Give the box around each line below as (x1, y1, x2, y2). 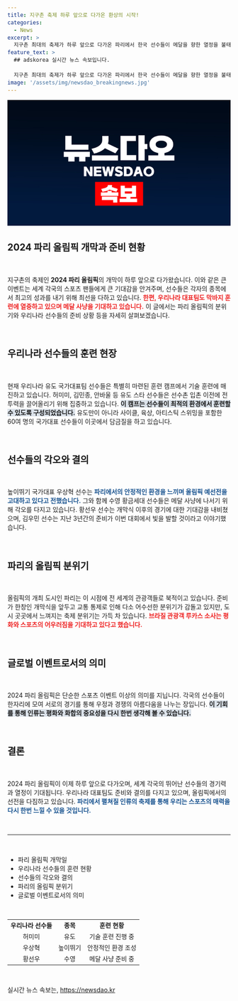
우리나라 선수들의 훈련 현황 (17, 864, 92, 872)
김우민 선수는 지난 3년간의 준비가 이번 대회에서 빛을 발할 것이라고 (22, 514, 202, 523)
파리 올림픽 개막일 (17, 855, 67, 864)
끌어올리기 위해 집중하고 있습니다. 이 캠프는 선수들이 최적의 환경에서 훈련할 (25, 399, 231, 408)
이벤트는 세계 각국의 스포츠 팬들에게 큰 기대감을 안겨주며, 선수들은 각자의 (7, 284, 208, 293)
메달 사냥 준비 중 (89, 955, 135, 963)
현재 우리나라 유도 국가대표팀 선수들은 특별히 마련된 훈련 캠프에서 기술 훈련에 (7, 381, 220, 390)
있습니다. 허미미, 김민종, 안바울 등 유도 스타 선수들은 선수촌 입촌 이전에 (25, 390, 221, 399)
